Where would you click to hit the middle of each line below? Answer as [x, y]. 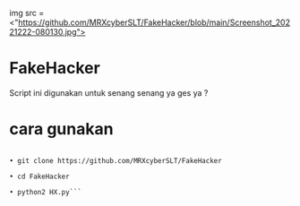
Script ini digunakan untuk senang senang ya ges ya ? [109, 92]
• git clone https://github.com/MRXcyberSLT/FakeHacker [116, 160]
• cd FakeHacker [39, 176]
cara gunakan [61, 129]
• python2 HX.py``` [46, 192]
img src [23, 13]
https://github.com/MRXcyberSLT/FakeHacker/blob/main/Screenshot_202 [154, 22]
